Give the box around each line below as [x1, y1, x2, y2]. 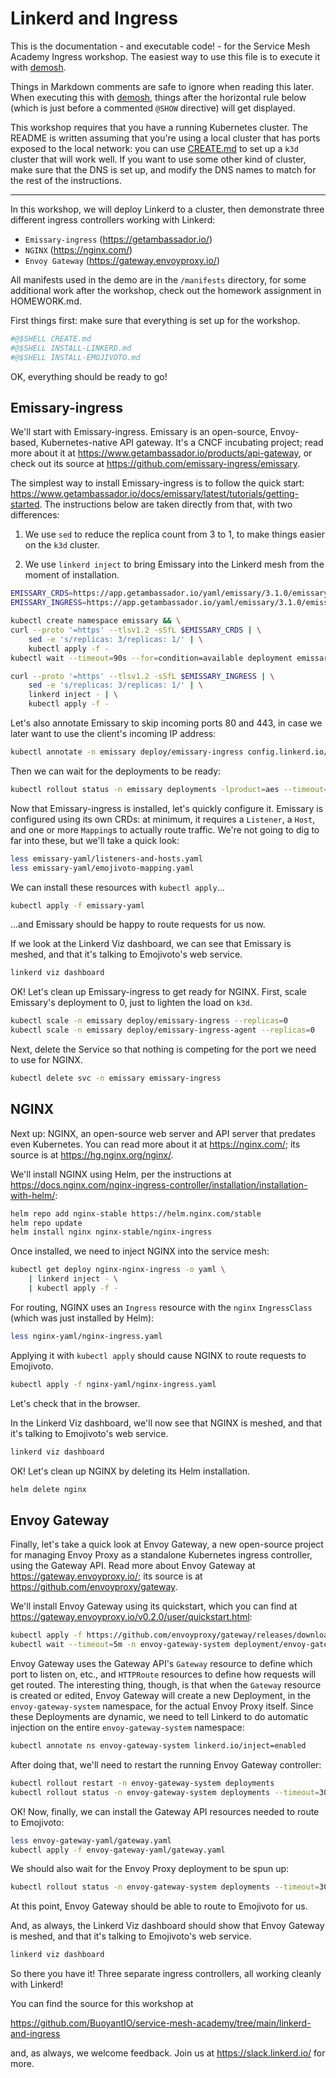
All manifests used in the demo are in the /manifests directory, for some [10, 273, 307, 286]
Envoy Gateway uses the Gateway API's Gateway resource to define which [10, 1658, 313, 1669]
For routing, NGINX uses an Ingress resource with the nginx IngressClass [10, 1301, 313, 1313]
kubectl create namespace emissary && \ [10, 616, 182, 626]
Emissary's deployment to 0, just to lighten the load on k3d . [10, 997, 253, 1009]
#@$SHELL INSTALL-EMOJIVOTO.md [10, 352, 141, 362]
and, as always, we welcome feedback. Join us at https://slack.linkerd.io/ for [10, 2047, 326, 2059]
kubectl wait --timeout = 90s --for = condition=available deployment [10, 653, 293, 663]
